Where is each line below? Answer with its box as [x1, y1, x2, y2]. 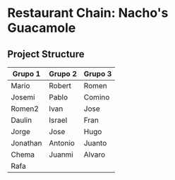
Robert [49, 81, 72, 90]
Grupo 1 [12, 69, 41, 78]
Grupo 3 [83, 69, 112, 78]
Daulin [11, 115, 32, 125]
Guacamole [7, 20, 76, 36]
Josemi [11, 92, 35, 102]
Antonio [49, 138, 76, 148]
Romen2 [11, 104, 39, 114]
